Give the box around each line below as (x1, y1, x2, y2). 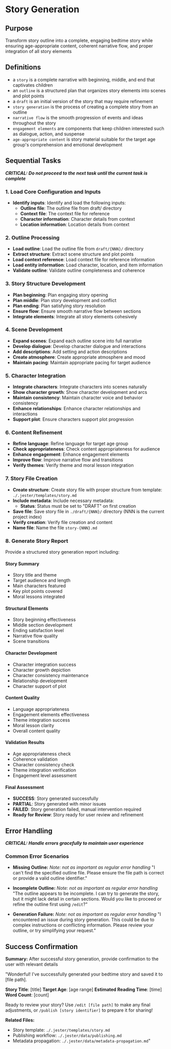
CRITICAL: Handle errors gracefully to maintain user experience (5, 840, 144, 846)
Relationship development (12, 678, 68, 684)
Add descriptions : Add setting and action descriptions (12, 348, 127, 355)
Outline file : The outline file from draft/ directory (20, 205, 122, 211)
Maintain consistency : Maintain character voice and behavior (12, 394, 143, 401)
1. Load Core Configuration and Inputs (5, 188, 101, 195)
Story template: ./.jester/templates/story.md (12, 1027, 110, 1033)
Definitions (5, 63, 41, 72)
